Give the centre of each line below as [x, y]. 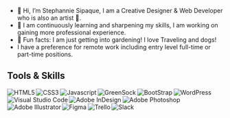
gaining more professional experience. [71, 32]
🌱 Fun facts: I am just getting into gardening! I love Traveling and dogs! [117, 40]
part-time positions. [45, 54]
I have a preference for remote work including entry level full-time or [114, 47]
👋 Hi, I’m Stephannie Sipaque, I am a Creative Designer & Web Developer [120, 11]
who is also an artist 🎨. [49, 18]
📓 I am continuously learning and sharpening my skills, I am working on [117, 25]
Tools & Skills [36, 76]
